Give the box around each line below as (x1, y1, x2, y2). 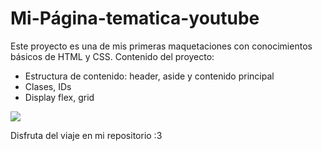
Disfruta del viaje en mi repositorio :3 (10, 129, 163, 141)
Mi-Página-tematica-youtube (10, 7, 260, 30)
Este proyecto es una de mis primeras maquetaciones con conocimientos (10, 40, 313, 52)
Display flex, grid (24, 91, 95, 103)
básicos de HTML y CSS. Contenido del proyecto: (10, 50, 215, 62)
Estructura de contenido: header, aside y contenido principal (24, 70, 275, 82)
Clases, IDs (24, 80, 72, 92)
